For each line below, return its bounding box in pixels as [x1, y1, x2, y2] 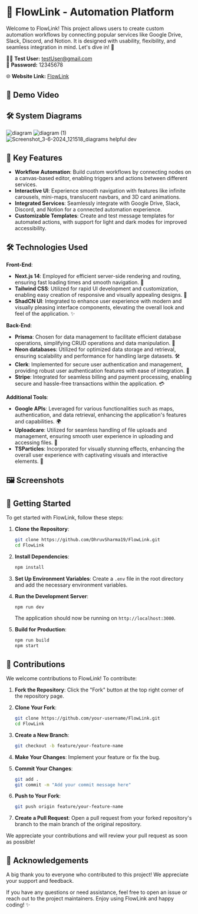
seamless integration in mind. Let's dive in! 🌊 [6, 44, 115, 51]
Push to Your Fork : [14, 792, 61, 800]
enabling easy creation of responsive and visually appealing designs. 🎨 [14, 291, 187, 298]
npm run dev [14, 604, 44, 610]
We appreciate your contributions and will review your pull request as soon [6, 832, 188, 839]
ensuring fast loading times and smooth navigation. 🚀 [14, 279, 144, 286]
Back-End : [6, 322, 32, 329]
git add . [14, 776, 39, 782]
